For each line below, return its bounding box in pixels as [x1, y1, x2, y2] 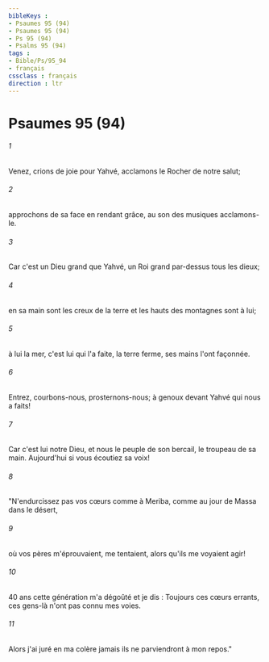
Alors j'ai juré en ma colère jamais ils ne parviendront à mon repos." [8, 643, 232, 654]
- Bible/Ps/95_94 [8, 57, 67, 65]
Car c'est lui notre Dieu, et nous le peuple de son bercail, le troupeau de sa [8, 445, 256, 455]
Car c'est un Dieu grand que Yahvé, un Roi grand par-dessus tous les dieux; [8, 262, 260, 271]
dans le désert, [8, 505, 58, 515]
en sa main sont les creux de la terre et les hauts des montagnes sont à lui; [8, 305, 257, 315]
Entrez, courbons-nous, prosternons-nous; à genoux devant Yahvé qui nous [8, 392, 261, 402]
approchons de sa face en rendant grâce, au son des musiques [8, 210, 219, 220]
